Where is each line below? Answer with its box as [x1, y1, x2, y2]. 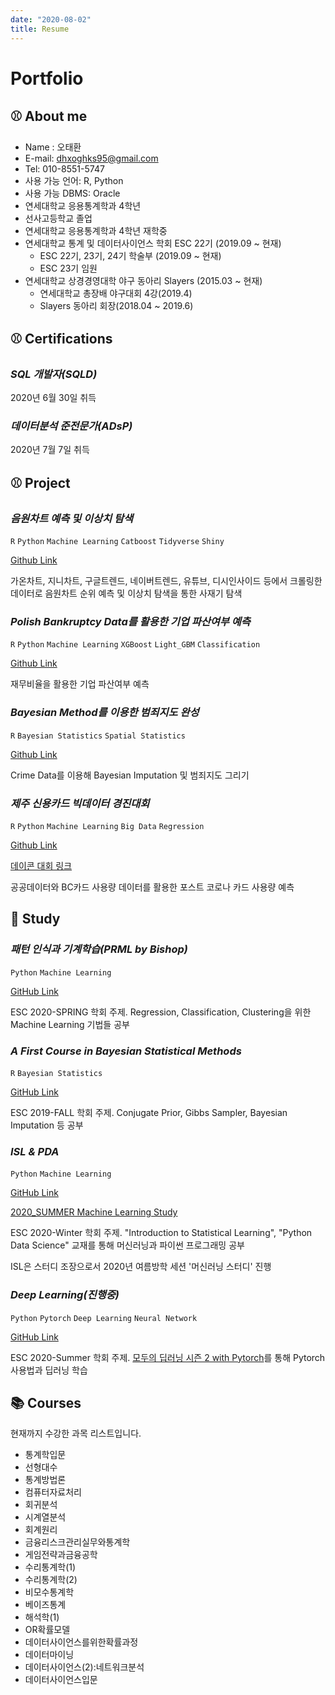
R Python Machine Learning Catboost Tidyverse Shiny [10, 537, 225, 547]
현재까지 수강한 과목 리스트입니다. [10, 1427, 142, 1440]
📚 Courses [10, 1395, 82, 1412]
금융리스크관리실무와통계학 [24, 1536, 131, 1548]
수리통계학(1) [24, 1561, 77, 1573]
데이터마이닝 [24, 1649, 75, 1661]
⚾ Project [10, 474, 71, 491]
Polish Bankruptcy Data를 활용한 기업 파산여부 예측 [10, 615, 251, 629]
